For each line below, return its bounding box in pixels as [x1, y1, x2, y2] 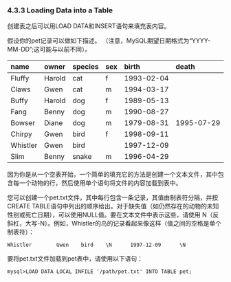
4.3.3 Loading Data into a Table [7, 6, 113, 15]
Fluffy [10, 74, 30, 83]
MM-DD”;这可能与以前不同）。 [7, 45, 91, 54]
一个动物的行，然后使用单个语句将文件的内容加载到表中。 [19, 179, 182, 187]
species [71, 62, 99, 72]
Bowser [10, 118, 36, 128]
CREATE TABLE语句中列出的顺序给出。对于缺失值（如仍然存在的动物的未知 [7, 202, 219, 210]
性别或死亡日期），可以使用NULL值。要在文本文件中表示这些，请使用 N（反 [7, 210, 219, 219]
